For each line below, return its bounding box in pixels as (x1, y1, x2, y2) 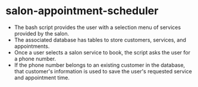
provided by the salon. (14, 30, 70, 37)
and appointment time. (14, 74, 70, 81)
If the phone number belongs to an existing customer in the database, (14, 61, 186, 69)
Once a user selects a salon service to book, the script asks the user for (14, 49, 191, 56)
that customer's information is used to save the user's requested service (14, 67, 193, 75)
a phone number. (14, 55, 56, 62)
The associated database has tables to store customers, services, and (14, 36, 187, 43)
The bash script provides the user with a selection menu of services (14, 24, 181, 31)
